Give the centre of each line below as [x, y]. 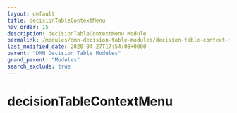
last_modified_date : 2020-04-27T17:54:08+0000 [77, 47]
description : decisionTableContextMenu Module [77, 34]
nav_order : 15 [28, 27]
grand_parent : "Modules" [44, 60]
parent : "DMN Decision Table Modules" [64, 54]
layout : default [31, 14]
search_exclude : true [39, 66]
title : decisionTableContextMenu [56, 20]
